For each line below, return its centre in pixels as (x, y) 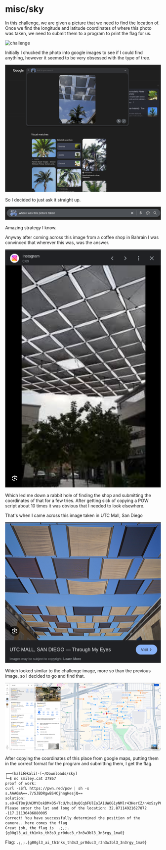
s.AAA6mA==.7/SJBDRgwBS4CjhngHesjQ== (44, 793)
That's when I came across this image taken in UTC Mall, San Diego (74, 515)
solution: (15, 798)
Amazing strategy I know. (31, 228)
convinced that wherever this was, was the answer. (57, 243)
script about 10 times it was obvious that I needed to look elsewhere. (75, 505)
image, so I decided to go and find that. (45, 676)
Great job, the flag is (30, 828)
